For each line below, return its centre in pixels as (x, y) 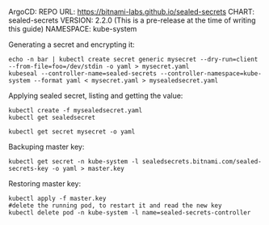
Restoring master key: (45, 184)
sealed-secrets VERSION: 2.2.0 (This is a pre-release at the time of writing (132, 20)
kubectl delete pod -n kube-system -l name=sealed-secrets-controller (130, 213)
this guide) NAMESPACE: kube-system (73, 29)
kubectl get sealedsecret (52, 117)
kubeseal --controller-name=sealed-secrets (83, 74)
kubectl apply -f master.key (57, 198)
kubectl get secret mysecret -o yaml (72, 132)
